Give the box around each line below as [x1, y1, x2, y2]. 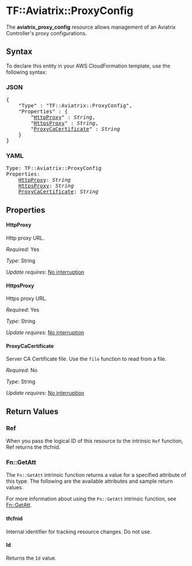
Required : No [6, 367, 38, 374]
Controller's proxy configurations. [6, 29, 88, 36]
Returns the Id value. [6, 554, 57, 561]
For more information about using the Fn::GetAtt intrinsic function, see [6, 495, 177, 502]
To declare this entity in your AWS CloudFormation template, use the [6, 62, 170, 69]
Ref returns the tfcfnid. [6, 444, 61, 451]
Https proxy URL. [6, 295, 48, 302]
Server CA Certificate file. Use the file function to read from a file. [6, 356, 167, 363]
